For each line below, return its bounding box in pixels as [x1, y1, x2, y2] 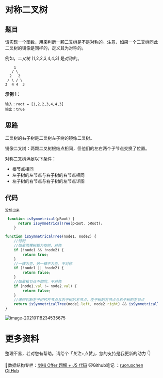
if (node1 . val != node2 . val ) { [14, 283, 77, 289]
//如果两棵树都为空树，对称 [14, 243, 62, 248]
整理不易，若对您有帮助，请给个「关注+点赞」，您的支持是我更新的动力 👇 [5, 350, 151, 357]
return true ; [22, 252, 49, 257]
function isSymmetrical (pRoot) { [7, 216, 75, 221]
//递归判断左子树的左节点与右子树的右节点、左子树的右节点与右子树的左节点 [14, 297, 145, 302]
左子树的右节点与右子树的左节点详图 [12, 178, 85, 184]
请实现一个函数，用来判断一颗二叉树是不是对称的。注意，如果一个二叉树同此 [5, 39, 158, 45]
